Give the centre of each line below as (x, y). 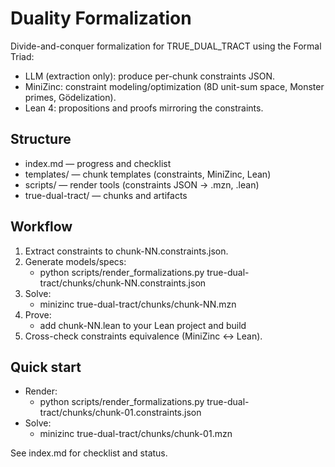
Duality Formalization (101, 18)
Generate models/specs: (75, 261)
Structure (41, 139)
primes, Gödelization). (70, 97)
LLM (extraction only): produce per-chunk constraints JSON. (150, 76)
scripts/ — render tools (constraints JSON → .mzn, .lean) (142, 184)
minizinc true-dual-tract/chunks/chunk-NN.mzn (138, 304)
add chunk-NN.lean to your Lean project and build (143, 325)
